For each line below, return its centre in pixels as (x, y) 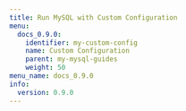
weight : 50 (46, 68)
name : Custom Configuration (77, 51)
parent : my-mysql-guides (72, 59)
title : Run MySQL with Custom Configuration (93, 17)
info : (19, 84)
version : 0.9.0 (46, 92)
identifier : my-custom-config (82, 43)
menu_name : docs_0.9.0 (51, 76)
